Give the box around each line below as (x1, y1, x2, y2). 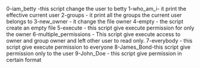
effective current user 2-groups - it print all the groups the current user (6, 11, 182, 19)
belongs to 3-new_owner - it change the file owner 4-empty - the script (6, 18, 184, 25)
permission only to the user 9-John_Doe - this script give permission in (6, 50, 182, 57)
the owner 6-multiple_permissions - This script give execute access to (6, 31, 181, 38)
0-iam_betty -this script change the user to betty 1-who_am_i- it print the (6, 5, 187, 12)
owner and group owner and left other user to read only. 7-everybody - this (6, 37, 193, 44)
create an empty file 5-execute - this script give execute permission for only (6, 24, 195, 31)
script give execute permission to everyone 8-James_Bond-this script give (6, 43, 191, 51)
